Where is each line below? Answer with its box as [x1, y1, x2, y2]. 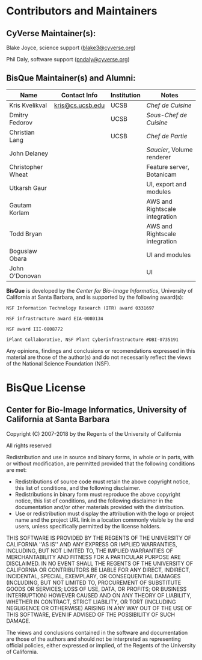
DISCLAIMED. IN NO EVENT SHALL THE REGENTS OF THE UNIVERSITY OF [6, 560, 194, 567]
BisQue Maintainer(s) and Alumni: [6, 73, 136, 84]
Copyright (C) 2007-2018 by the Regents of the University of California [6, 430, 182, 437]
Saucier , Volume [146, 145, 193, 154]
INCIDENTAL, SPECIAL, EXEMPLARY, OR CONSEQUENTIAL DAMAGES [6, 572, 181, 579]
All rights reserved [6, 442, 52, 449]
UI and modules [146, 251, 191, 259]
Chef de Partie [146, 132, 188, 140]
